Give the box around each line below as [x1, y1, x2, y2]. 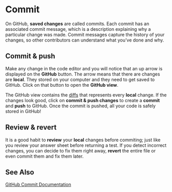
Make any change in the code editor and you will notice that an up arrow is [5, 65, 163, 71]
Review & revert [5, 123, 57, 132]
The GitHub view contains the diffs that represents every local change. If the [5, 91, 167, 98]
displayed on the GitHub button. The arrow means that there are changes [5, 71, 160, 77]
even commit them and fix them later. [5, 153, 84, 159]
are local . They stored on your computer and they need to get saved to [5, 76, 155, 83]
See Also [5, 168, 34, 177]
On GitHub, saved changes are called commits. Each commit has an [5, 21, 149, 27]
